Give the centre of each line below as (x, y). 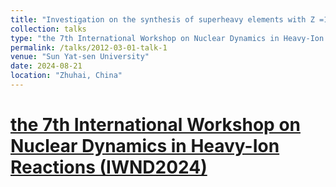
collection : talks (48, 29)
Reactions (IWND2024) (109, 167)
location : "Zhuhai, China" (66, 76)
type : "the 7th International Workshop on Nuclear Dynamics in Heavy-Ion (167, 38)
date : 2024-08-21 (46, 66)
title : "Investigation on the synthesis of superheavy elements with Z (162, 19)
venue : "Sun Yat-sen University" (80, 57)
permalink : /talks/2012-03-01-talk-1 (89, 47)
